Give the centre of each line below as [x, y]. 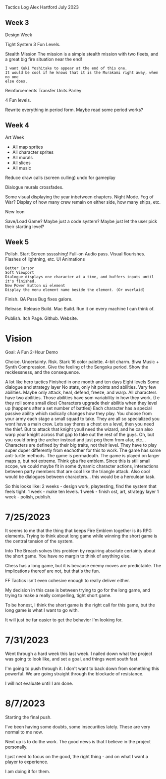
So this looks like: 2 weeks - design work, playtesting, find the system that [81, 486]
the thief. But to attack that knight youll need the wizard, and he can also [79, 429]
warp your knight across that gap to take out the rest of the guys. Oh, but [80, 435]
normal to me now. [24, 732]
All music [22, 168]
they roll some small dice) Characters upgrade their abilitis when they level [81, 403]
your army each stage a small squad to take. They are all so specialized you [83, 419]
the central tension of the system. [39, 541]
